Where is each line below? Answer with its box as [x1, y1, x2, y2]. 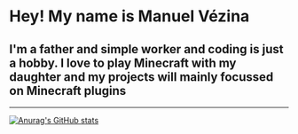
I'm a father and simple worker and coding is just [9, 42, 284, 57]
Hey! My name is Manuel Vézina [9, 6, 250, 27]
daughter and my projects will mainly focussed [9, 69, 274, 84]
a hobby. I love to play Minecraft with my [9, 55, 237, 70]
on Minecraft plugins [9, 83, 127, 99]
